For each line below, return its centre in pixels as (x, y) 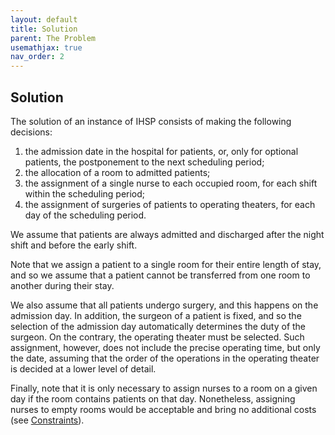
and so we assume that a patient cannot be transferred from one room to (160, 275)
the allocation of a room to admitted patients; (117, 172)
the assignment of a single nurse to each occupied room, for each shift (171, 183)
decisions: (31, 132)
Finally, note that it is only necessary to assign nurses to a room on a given (164, 388)
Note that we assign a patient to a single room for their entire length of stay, (166, 264)
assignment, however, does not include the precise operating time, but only (165, 347)
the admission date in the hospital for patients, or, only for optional (161, 151)
